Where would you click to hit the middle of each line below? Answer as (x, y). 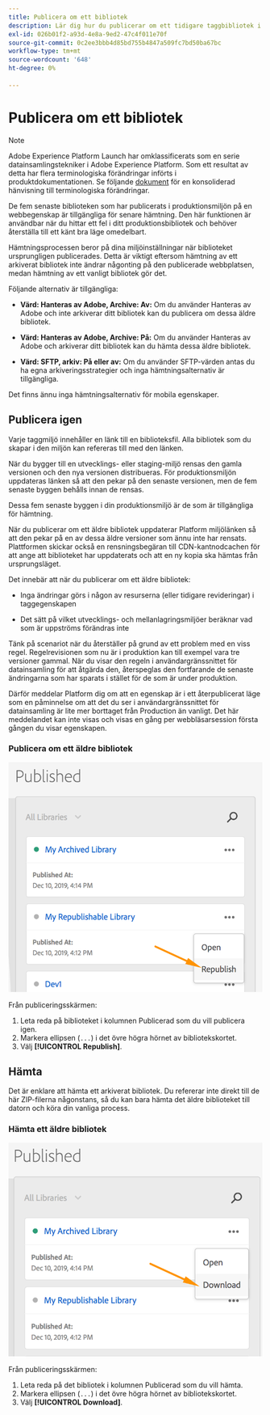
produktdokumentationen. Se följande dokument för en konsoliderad (122, 181)
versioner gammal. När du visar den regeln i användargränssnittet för (123, 661)
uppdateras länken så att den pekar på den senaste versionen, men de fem (133, 480)
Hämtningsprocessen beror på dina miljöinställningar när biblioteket (120, 247)
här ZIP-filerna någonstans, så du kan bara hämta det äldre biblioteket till (129, 1100)
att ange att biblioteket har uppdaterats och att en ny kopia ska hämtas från (133, 555)
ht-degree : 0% (32, 69)
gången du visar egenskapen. (58, 728)
